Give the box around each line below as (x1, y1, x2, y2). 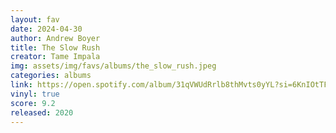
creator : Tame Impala (10, 52, 101, 62)
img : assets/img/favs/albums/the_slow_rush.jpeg (10, 61, 217, 71)
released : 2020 (10, 107, 74, 118)
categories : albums (10, 71, 92, 81)
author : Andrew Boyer (10, 33, 101, 43)
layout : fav (10, 14, 60, 25)
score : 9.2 (10, 98, 56, 108)
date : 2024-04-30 (10, 24, 83, 34)
